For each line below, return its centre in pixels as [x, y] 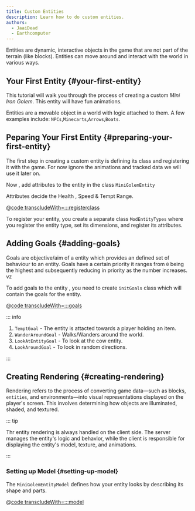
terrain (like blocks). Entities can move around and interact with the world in [97, 56]
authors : [17, 22]
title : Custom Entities [35, 11]
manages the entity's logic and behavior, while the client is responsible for [96, 439]
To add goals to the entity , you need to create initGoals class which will [94, 288]
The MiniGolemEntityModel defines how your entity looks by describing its [95, 484]
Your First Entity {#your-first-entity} [74, 81]
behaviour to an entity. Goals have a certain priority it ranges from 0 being [95, 264]
